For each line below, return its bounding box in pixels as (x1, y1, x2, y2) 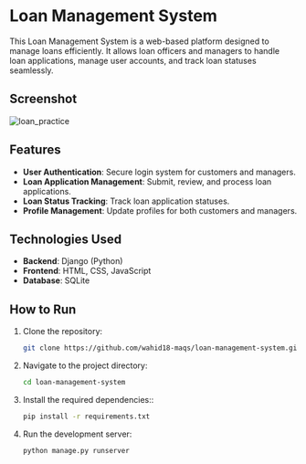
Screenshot (9, 91, 78, 107)
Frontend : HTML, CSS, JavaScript (22, 266, 152, 277)
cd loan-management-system (22, 378, 126, 387)
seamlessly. (9, 65, 54, 76)
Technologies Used (9, 231, 121, 247)
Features (9, 142, 61, 158)
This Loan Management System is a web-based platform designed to (9, 36, 269, 47)
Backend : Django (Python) (22, 256, 123, 267)
